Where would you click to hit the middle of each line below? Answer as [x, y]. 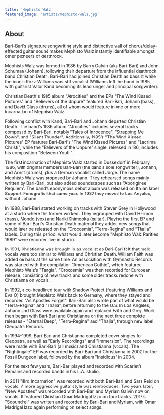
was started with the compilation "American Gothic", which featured [73, 265]
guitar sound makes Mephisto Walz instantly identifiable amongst [89, 51]
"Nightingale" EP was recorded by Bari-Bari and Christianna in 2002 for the [81, 352]
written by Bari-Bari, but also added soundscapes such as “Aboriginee [76, 183]
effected [13, 51]
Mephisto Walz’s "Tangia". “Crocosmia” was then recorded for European [78, 270]
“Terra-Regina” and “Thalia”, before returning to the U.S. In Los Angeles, [78, 305]
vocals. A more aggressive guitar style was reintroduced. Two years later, [79, 387]
